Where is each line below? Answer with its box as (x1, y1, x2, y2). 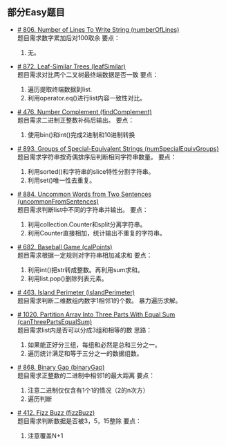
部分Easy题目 (7, 6, 66, 19)
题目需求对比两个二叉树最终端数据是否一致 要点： (17, 70, 159, 78)
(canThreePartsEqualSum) (17, 317, 93, 325)
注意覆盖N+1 (27, 431, 64, 440)
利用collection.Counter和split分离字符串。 (27, 220, 147, 229)
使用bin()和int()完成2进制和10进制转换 (27, 130, 135, 139)
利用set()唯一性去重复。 (27, 176, 95, 184)
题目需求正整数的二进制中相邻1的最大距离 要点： (17, 371, 156, 380)
